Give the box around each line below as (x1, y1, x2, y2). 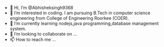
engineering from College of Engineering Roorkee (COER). (9, 15, 129, 21)
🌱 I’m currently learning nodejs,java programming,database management (9, 20, 159, 26)
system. (9, 26, 26, 32)
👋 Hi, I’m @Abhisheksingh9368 (9, 5, 73, 10)
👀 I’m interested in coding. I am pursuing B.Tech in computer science (9, 10, 151, 16)
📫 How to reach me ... (9, 37, 56, 42)
